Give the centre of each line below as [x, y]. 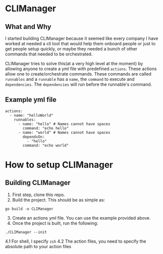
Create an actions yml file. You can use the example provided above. [81, 218]
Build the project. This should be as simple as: [58, 200]
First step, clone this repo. [38, 195]
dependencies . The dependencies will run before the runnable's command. [79, 84]
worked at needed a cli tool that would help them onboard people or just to [80, 44]
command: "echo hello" [46, 128]
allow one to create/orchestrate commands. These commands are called [78, 74]
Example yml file [31, 100]
